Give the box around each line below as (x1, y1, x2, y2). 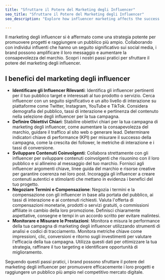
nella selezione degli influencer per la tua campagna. (12, 113, 120, 119)
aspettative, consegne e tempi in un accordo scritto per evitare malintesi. (12, 213, 161, 219)
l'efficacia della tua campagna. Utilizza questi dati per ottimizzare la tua (12, 239, 158, 245)
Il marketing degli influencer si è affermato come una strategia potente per (5, 34, 156, 40)
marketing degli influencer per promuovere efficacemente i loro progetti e (5, 264, 155, 270)
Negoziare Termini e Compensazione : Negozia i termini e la (12, 187, 135, 193)
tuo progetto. (12, 181, 39, 187)
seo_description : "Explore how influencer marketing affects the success (5, 16, 160, 21)
